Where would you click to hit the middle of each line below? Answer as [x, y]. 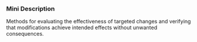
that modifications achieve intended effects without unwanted [82, 27]
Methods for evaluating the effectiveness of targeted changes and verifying [99, 22]
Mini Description [31, 9]
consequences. [25, 34]
